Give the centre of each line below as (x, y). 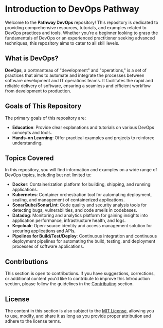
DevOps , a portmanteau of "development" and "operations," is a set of (76, 70)
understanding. (27, 143)
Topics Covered (29, 158)
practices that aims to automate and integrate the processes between (75, 75)
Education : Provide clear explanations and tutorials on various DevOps (83, 127)
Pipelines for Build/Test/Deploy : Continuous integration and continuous (84, 236)
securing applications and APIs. (44, 231)
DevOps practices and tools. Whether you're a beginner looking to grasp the (81, 33)
